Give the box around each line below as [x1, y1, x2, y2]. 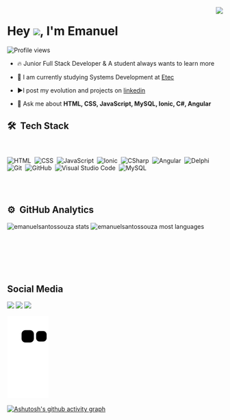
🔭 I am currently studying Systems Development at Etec [16, 73, 175, 81]
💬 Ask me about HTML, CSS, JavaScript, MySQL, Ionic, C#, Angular [16, 99, 212, 108]
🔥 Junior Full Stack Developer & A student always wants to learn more [16, 59, 215, 67]
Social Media [7, 283, 64, 295]
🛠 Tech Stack [7, 120, 70, 132]
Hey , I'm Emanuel [7, 23, 118, 39]
